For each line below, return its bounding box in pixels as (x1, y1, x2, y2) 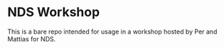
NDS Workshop (7, 4, 100, 20)
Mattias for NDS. (7, 34, 56, 43)
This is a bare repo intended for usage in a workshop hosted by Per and (7, 27, 218, 36)
